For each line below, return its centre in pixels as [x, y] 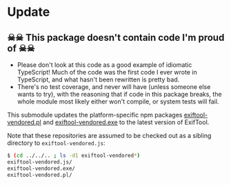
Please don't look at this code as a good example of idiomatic [104, 65]
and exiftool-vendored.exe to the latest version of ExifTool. [126, 122]
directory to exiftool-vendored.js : [56, 143]
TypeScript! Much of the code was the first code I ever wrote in [107, 72]
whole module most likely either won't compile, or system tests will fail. [118, 101]
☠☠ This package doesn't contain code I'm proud [116, 38]
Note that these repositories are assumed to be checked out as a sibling [109, 136]
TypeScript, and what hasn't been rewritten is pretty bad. [98, 79]
